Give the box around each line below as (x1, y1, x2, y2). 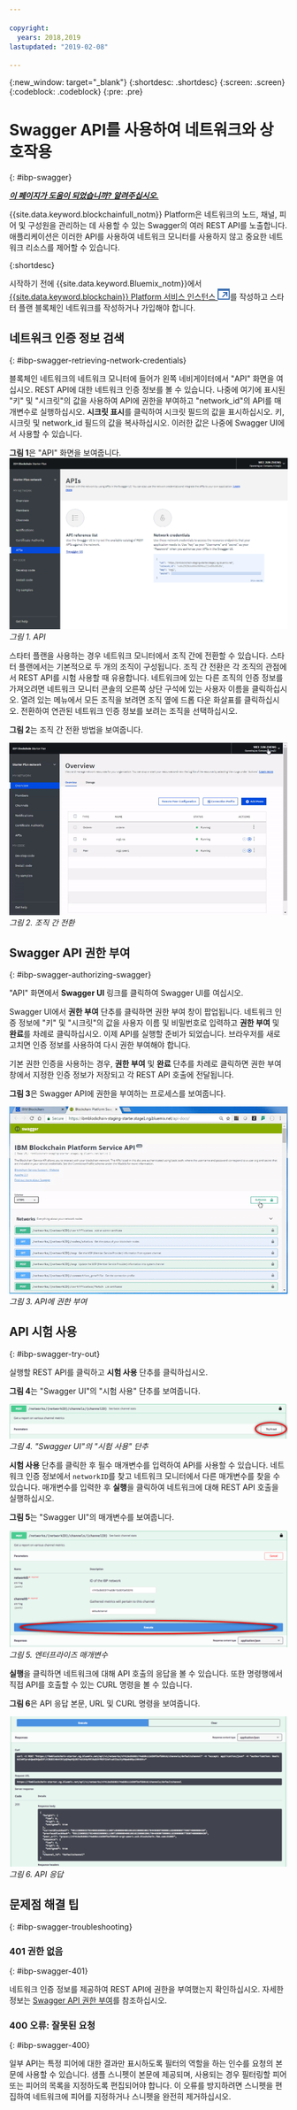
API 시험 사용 (9, 1324, 78, 1339)
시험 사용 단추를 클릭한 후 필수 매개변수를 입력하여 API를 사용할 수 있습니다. (9, 1460, 269, 1470)
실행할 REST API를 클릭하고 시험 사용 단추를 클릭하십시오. (9, 1367, 209, 1377)
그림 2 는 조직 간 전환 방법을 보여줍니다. (9, 725, 143, 735)
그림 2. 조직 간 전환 (9, 917, 75, 928)
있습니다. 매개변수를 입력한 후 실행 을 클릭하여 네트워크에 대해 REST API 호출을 (9, 1482, 279, 1492)
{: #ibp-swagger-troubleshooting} (9, 1921, 133, 1932)
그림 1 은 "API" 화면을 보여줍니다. (9, 447, 122, 457)
